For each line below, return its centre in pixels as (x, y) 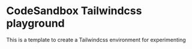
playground (35, 23)
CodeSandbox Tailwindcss (74, 11)
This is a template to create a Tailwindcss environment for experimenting (96, 40)
